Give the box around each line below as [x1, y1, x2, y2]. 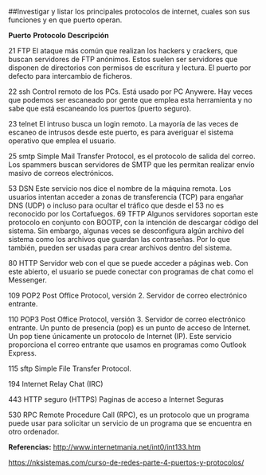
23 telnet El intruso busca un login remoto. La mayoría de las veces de [8, 119, 239, 128]
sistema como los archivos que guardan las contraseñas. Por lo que [8, 235, 231, 243]
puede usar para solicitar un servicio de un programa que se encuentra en [8, 419, 252, 428]
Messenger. [8, 275, 48, 285]
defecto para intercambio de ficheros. [8, 72, 133, 80]
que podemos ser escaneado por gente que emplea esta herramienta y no [8, 95, 252, 104]
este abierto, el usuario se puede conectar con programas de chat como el [8, 267, 254, 276]
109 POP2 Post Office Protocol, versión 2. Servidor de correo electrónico [8, 290, 248, 300]
